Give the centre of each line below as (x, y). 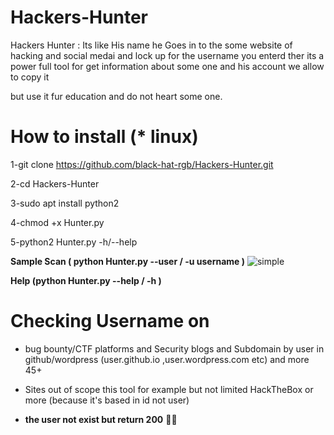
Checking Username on (110, 321)
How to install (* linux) (104, 137)
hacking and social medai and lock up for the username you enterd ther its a (167, 55)
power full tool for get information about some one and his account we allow (167, 66)
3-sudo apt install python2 (65, 203)
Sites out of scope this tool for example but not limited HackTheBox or (169, 389)
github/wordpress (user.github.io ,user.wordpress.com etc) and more (167, 359)
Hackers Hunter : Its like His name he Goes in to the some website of (151, 45)
